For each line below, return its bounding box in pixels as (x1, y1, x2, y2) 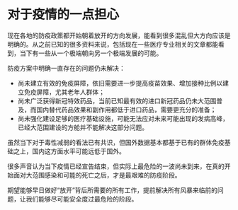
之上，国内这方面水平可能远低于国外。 (13, 146, 125, 156)
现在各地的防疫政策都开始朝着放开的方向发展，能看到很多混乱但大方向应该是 (7, 31, 231, 40)
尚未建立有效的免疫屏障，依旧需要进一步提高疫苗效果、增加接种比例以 (17, 78, 223, 87)
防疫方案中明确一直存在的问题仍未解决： (7, 64, 125, 72)
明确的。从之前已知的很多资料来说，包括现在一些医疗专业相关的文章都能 (7, 40, 218, 48)
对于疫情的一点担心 (7, 6, 120, 23)
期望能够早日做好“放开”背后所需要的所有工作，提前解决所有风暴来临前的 (7, 185, 218, 194)
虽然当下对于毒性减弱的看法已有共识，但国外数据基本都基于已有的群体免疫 (7, 138, 225, 146)
